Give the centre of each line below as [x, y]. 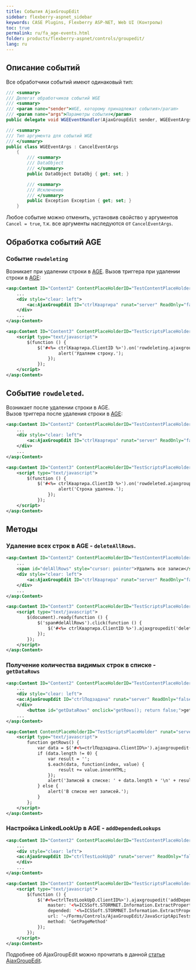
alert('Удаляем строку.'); [91, 353]
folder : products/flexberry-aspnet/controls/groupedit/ [75, 39]
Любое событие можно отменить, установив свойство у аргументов [92, 218]
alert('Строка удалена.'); [91, 489]
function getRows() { [53, 743]
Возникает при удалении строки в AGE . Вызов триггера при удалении [93, 271]
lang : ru [17, 44]
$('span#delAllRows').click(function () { [90, 623]
